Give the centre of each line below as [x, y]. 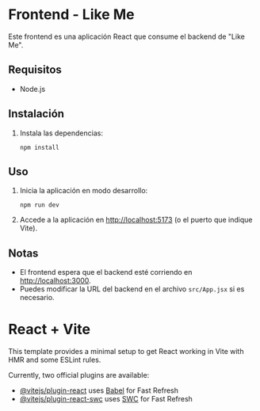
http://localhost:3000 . [55, 281]
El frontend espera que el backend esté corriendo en [106, 272]
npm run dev [39, 205]
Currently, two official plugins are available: [79, 375]
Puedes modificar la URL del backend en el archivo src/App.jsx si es [132, 289]
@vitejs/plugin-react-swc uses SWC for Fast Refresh [106, 399]
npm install [39, 147]
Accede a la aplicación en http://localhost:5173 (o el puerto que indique [136, 220]
